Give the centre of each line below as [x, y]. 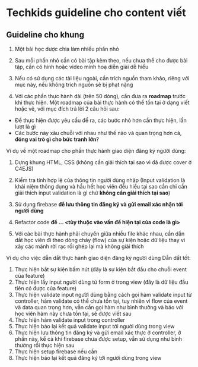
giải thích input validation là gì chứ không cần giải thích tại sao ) [92, 193]
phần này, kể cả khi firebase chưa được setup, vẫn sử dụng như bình [98, 339]
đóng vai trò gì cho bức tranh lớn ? [57, 139]
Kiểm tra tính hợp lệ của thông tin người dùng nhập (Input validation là [100, 180]
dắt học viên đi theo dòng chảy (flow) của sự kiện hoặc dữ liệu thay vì [100, 240]
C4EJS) [24, 169]
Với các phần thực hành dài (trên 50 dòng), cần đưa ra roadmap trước [100, 96]
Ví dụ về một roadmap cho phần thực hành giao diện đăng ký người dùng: [96, 151]
